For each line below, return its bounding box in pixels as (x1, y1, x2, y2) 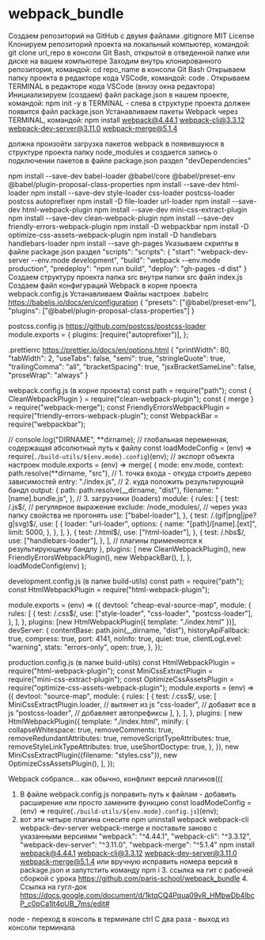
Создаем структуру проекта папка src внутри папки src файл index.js (8, 272, 243, 281)
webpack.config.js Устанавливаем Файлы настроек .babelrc (8, 288, 210, 298)
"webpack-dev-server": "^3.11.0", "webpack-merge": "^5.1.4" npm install (19, 839, 256, 849)
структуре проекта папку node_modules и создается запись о (8, 147, 218, 157)
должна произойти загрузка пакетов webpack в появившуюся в (8, 139, 225, 148)
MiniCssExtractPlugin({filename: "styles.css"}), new (8, 750, 178, 759)
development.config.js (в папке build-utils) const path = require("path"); (8, 576, 244, 586)
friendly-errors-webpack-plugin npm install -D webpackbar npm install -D (8, 221, 249, 231)
